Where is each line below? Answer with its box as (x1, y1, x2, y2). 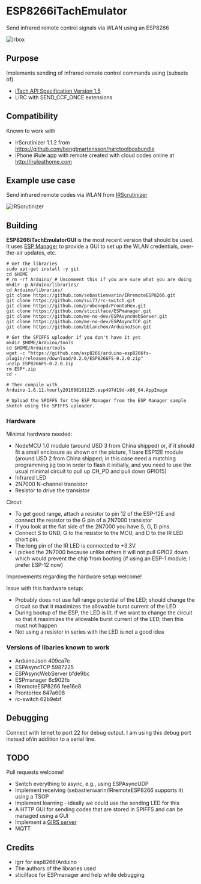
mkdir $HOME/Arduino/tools (6, 340, 74, 346)
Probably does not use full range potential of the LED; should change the (14, 596, 195, 604)
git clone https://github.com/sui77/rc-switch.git (6, 298, 136, 304)
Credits (6, 842, 35, 853)
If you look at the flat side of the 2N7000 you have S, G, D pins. (14, 523, 172, 530)
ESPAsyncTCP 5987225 (14, 663, 74, 670)
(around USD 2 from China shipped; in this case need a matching (14, 455, 176, 462)
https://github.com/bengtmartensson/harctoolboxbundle (14, 145, 155, 152)
